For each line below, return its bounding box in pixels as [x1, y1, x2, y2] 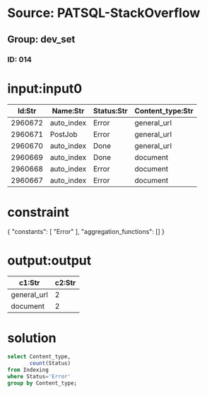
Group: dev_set [7, 33, 76, 45]
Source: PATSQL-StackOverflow [7, 5, 201, 21]
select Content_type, [7, 353, 71, 361]
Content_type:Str [134, 106, 194, 116]
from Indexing [7, 366, 49, 373]
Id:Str [17, 106, 37, 116]
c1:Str [18, 278, 40, 288]
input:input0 [7, 80, 83, 96]
